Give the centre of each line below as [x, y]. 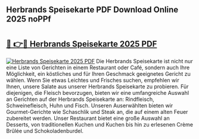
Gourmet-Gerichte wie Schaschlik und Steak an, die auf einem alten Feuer [97, 112]
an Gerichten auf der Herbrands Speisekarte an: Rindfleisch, [80, 99]
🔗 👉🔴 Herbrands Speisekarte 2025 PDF [82, 44]
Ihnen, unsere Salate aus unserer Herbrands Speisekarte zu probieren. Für [97, 87]
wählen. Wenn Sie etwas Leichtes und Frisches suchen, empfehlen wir [93, 80]
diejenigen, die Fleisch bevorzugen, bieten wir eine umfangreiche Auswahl [98, 93]
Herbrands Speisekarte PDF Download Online [92, 10]
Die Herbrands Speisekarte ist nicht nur [144, 61]
